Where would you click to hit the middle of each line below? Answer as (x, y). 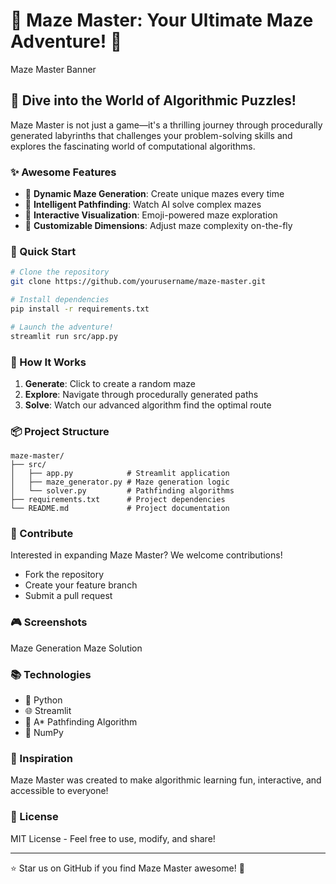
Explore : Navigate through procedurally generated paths (141, 394)
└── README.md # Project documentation (120, 509)
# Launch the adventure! (62, 327)
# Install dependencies (60, 300)
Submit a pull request (68, 596)
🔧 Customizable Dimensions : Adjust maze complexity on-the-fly (158, 226)
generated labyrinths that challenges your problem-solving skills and (151, 135)
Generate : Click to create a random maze (110, 383)
